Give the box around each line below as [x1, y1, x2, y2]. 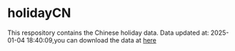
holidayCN [7, 5, 71, 21]
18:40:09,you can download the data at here [26, 35, 157, 44]
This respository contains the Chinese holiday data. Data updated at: [7, 28, 209, 37]
